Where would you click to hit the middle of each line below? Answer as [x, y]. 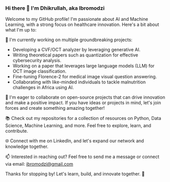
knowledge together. [27, 146]
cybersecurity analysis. [37, 60]
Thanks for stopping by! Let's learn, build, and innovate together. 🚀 [75, 174]
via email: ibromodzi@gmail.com [39, 164]
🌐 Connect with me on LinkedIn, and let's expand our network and [75, 141]
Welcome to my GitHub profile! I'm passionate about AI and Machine [77, 19]
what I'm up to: [21, 30]
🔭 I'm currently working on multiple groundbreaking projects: [69, 40]
